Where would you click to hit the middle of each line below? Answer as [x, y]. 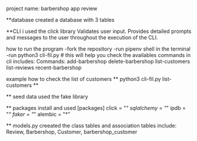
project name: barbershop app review [52, 9]
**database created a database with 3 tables [60, 20]
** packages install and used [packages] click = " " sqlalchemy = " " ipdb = [96, 108]
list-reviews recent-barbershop [44, 68]
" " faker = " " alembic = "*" [38, 114]
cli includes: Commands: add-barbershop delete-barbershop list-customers [98, 61]
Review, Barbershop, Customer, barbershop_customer [72, 132]
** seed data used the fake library [47, 97]
